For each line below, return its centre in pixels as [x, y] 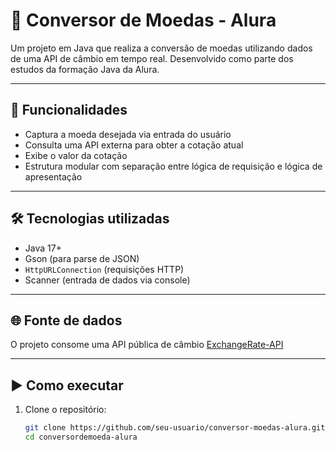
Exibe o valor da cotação [76, 155]
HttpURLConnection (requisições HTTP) [104, 269]
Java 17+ [43, 248]
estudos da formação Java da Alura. [85, 69]
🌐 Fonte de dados [66, 320]
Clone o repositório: [65, 410]
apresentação [53, 176]
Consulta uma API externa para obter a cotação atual [134, 145]
